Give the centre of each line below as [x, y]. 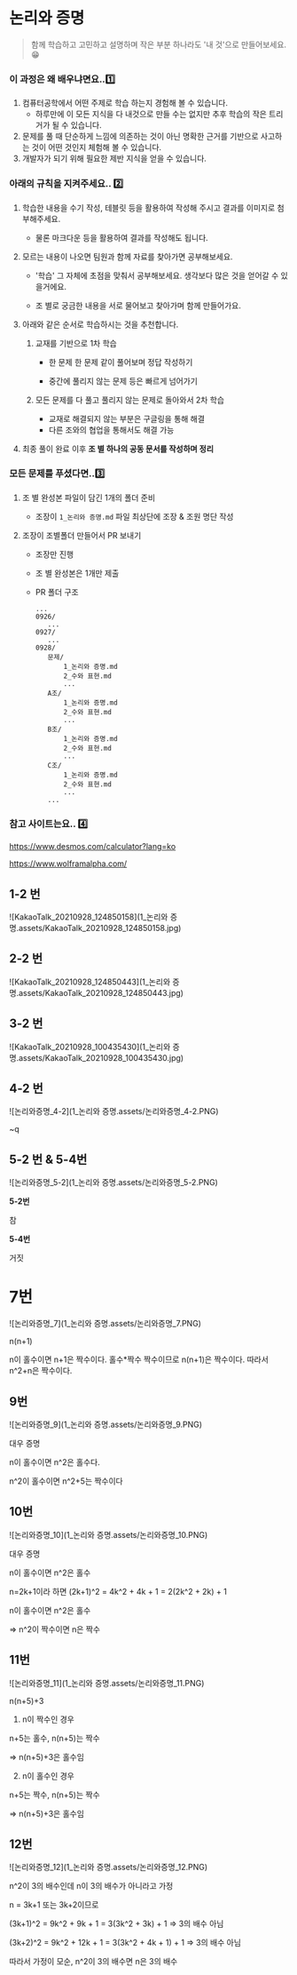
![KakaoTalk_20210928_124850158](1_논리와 [89, 917]
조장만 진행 [54, 554]
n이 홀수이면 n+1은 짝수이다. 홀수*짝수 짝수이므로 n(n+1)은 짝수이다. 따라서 [139, 1359]
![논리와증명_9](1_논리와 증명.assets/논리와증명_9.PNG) [106, 1424]
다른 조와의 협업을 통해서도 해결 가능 [111, 430]
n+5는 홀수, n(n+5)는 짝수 [55, 1738]
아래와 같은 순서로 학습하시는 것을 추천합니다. [100, 324]
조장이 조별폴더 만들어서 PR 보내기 [82, 535]
